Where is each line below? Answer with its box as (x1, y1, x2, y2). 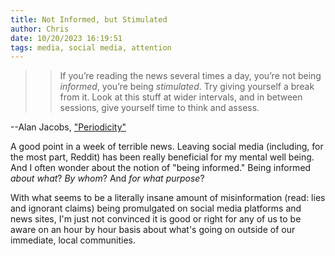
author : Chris (10, 24, 70, 34)
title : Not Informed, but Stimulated (10, 14, 168, 25)
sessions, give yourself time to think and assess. (59, 102, 260, 114)
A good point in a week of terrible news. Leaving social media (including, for (10, 141, 324, 153)
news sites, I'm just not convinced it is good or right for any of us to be (10, 213, 302, 225)
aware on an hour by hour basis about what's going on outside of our (10, 224, 296, 236)
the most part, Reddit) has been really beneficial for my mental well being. (10, 151, 315, 163)
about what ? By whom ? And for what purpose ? (10, 172, 205, 185)
